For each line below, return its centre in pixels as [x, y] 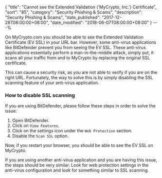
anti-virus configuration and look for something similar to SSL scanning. [77, 170]
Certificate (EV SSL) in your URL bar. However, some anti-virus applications [81, 42]
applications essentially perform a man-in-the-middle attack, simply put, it [80, 53]
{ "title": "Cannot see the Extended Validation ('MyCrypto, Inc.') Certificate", [81, 7]
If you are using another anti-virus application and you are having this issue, [81, 160]
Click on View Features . [36, 125]
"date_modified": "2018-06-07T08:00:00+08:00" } [101, 22]
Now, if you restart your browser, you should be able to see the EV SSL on [79, 145]
